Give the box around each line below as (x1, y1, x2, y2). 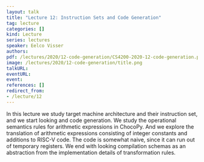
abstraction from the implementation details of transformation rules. (6, 149, 176, 156)
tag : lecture (6, 20, 39, 26)
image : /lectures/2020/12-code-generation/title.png (6, 59, 143, 66)
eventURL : (6, 71, 32, 77)
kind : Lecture (6, 32, 42, 38)
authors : (6, 49, 29, 55)
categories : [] (6, 25, 45, 32)
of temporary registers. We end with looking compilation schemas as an (6, 142, 186, 149)
